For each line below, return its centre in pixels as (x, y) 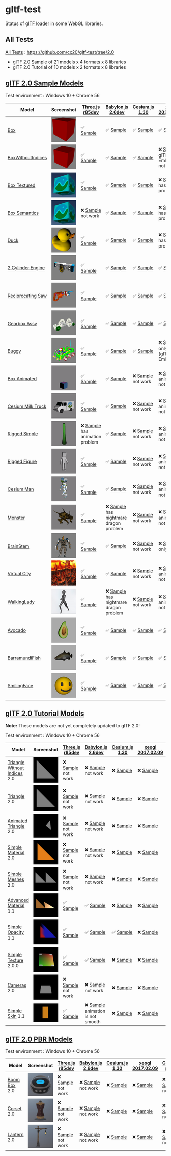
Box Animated (22, 379)
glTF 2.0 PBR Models (39, 1039)
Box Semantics (23, 213)
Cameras (17, 985)
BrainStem (18, 546)
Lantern (16, 1135)
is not (91, 1016)
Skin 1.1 (16, 1016)
